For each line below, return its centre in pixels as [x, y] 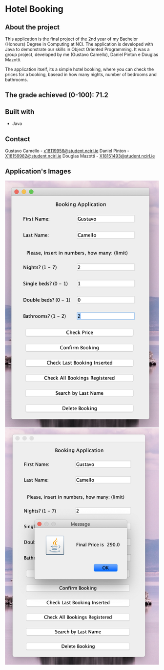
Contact [18, 139]
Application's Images [38, 171]
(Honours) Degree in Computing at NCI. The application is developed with [79, 44]
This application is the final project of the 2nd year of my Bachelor [72, 39]
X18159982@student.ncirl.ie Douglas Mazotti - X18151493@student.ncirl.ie [80, 156]
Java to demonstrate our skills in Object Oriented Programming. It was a [77, 49]
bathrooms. [17, 80]
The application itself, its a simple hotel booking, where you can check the [80, 69]
